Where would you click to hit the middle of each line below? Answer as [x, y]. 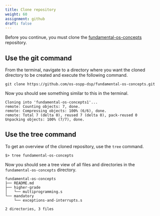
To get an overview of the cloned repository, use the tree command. [75, 146]
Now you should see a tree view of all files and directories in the [70, 164]
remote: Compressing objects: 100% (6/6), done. [56, 111]
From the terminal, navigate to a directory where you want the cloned [75, 70]
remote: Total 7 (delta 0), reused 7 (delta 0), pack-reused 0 [71, 115]
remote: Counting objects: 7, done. [43, 107]
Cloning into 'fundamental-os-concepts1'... [51, 102]
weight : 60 [16, 14]
